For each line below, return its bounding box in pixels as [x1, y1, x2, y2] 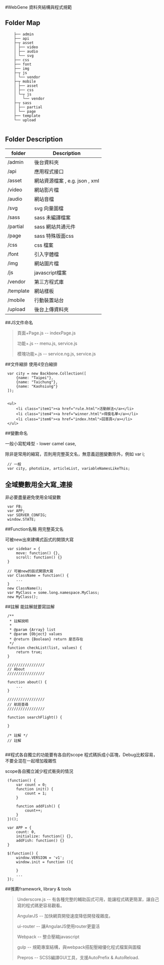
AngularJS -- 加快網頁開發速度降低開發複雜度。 [17, 913, 114, 919]
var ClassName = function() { [7, 573, 69, 578]
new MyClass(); [7, 595, 38, 600]
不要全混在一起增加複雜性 [5, 758, 57, 764]
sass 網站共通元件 [34, 223, 76, 230]
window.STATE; [7, 517, 36, 522]
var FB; [7, 504, 23, 509]
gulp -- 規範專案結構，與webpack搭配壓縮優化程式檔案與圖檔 [17, 944, 141, 950]
